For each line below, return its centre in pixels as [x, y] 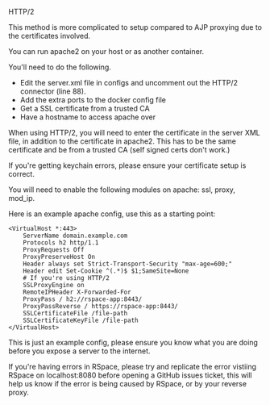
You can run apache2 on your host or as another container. [106, 51]
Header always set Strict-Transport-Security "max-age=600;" [127, 264]
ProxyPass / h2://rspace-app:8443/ [83, 299]
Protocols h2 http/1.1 [61, 243]
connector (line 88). [53, 91]
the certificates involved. [50, 36]
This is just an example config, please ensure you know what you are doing [133, 342]
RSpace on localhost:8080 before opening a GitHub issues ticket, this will [130, 375]
